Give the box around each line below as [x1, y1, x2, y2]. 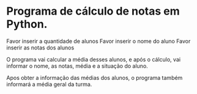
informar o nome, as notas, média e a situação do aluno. [6, 62, 148, 70]
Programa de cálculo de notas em [6, 4, 180, 18]
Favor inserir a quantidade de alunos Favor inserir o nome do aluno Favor [6, 37, 191, 45]
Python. [6, 17, 48, 31]
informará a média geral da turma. [6, 81, 92, 88]
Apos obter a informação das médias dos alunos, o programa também [6, 74, 183, 81]
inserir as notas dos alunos [6, 44, 75, 51]
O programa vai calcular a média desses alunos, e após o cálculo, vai [6, 56, 181, 63]
